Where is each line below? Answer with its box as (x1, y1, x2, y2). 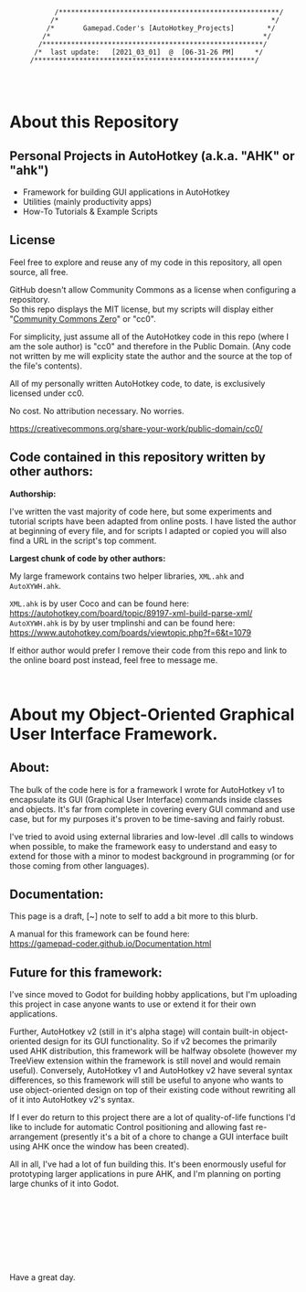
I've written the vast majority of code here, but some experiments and (9, 506, 272, 517)
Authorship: (9, 488, 57, 499)
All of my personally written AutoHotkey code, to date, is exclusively (9, 378, 266, 389)
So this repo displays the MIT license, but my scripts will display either (9, 304, 274, 315)
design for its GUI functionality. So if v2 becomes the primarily (42, 1036, 277, 1047)
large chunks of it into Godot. (9, 1179, 120, 1190)
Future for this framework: (9, 965, 163, 980)
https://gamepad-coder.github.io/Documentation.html (9, 938, 212, 949)
